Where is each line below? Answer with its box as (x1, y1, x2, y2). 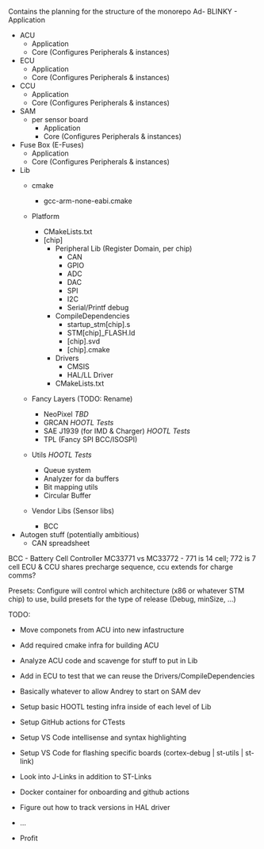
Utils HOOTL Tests (31, 450, 93, 459)
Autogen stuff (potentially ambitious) (19, 530, 140, 539)
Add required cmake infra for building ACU (19, 640, 159, 650)
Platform (31, 212, 59, 221)
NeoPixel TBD (43, 409, 89, 419)
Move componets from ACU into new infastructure (19, 625, 185, 634)
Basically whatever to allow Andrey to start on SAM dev (19, 686, 201, 696)
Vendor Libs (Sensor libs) (31, 506, 115, 515)
